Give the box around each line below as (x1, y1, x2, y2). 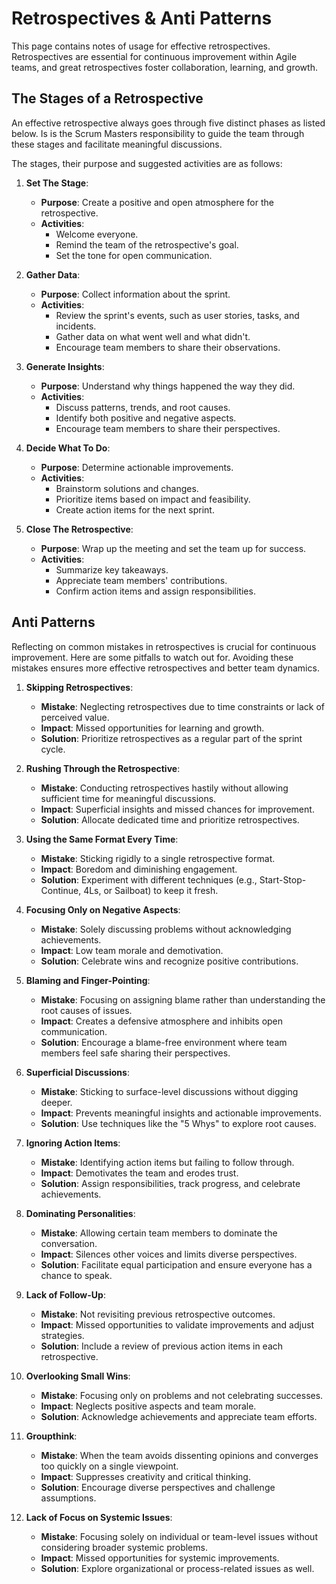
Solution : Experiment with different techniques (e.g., (40, 873, 258, 886)
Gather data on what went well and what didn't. (55, 330, 251, 342)
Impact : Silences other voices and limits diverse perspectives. (40, 1248, 298, 1260)
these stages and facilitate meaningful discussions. (11, 138, 223, 150)
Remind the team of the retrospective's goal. (55, 238, 239, 251)
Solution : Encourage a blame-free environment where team (40, 1036, 288, 1048)
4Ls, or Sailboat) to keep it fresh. (83, 884, 219, 896)
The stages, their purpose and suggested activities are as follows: (11, 157, 283, 169)
